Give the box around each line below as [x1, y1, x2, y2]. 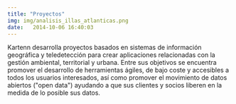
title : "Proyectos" [7, 10, 65, 18]
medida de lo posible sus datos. [7, 88, 101, 97]
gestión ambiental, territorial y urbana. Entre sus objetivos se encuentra [7, 58, 217, 67]
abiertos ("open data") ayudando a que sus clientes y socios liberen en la [7, 81, 222, 90]
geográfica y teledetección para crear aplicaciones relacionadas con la [7, 51, 215, 59]
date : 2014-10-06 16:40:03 [7, 24, 94, 31]
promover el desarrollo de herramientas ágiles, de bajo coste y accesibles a [7, 66, 230, 75]
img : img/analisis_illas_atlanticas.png [7, 17, 129, 24]
